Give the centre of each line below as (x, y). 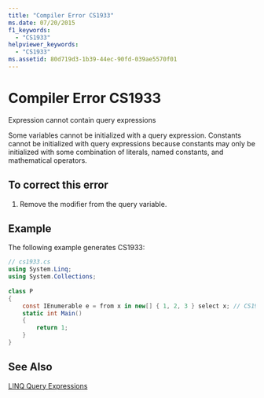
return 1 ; (52, 328)
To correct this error (58, 185)
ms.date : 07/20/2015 (42, 23)
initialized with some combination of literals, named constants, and (116, 152)
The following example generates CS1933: (77, 248)
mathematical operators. (48, 160)
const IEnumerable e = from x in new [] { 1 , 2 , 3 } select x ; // (132, 306)
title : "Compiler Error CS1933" (61, 15)
